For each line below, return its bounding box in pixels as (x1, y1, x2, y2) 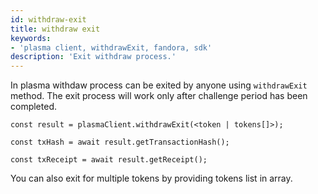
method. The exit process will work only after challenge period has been (10, 90, 308, 102)
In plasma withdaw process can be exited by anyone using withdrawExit (10, 79, 308, 91)
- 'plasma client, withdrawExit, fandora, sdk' (10, 42, 213, 53)
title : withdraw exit (10, 24, 101, 34)
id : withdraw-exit (10, 14, 87, 25)
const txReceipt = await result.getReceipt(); (10, 155, 208, 165)
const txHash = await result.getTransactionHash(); (10, 137, 230, 148)
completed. (10, 101, 57, 113)
